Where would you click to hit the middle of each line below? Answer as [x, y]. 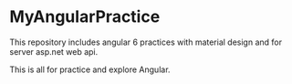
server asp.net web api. [54, 51]
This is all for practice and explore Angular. [90, 69]
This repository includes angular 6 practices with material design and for [146, 42]
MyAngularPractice [85, 17]
